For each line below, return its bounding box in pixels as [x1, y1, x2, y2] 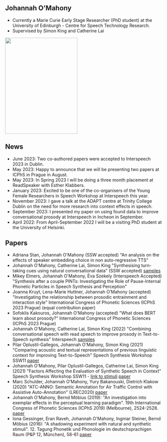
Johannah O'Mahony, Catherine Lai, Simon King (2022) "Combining [12, 326, 152, 332]
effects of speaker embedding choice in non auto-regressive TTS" [12, 257, 149, 263]
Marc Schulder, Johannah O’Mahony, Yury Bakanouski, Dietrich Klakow [12, 379, 159, 385]
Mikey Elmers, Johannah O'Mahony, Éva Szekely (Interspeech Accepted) [12, 273, 162, 279]
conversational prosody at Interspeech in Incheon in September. [12, 214, 144, 220]
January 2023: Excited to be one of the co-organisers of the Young [12, 187, 150, 193]
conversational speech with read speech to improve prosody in [12, 331, 142, 337]
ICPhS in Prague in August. [12, 172, 68, 177]
